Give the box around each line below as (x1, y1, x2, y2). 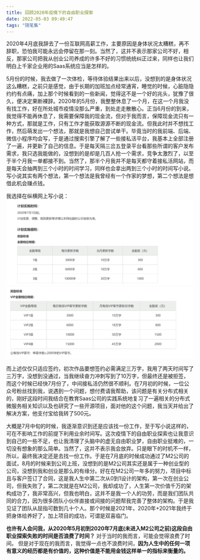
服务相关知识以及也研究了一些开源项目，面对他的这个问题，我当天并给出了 (11, 402, 194, 409)
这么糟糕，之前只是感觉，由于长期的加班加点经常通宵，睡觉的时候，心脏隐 (6, 82, 189, 90)
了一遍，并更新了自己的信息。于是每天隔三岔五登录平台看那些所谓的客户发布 (6, 142, 194, 149)
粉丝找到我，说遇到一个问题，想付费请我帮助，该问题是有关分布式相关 (16, 387, 189, 394)
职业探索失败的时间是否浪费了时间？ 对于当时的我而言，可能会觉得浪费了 (6, 532, 185, 539)
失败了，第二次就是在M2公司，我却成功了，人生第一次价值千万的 (26, 482, 186, 489)
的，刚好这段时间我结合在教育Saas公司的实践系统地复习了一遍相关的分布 (6, 394, 186, 402)
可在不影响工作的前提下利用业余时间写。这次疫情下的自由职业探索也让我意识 (6, 430, 194, 437)
